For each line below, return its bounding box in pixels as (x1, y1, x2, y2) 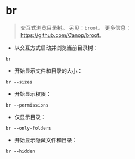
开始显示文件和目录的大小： (14, 67, 83, 74)
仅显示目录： (14, 113, 46, 120)
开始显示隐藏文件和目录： (14, 136, 78, 144)
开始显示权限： (14, 90, 51, 97)
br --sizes (5, 79, 33, 85)
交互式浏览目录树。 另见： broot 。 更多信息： (20, 24, 131, 31)
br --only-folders (5, 125, 51, 131)
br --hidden (5, 148, 35, 154)
